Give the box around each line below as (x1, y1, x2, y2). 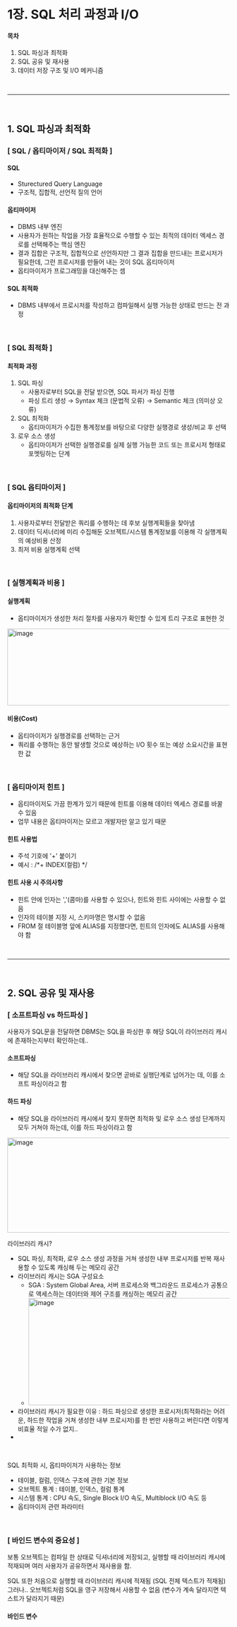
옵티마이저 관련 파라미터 (17, 1502, 85, 1510)
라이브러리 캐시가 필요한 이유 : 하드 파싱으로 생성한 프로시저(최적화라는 (17, 1407, 212, 1415)
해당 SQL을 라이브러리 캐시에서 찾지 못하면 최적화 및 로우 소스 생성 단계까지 (17, 1114, 226, 1123)
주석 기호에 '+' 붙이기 (17, 852, 77, 860)
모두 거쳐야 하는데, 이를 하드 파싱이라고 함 (17, 1123, 133, 1131)
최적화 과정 (7, 362, 37, 370)
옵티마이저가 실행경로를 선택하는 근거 (17, 731, 120, 740)
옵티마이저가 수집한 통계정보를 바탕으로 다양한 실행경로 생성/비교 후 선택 (28, 423, 227, 432)
